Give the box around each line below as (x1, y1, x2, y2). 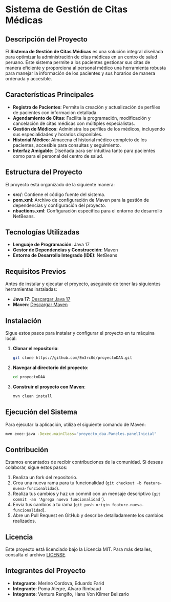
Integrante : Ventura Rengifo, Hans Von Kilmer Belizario (12, 591, 130, 597)
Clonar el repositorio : (12, 346, 59, 352)
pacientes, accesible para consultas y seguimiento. (12, 142, 121, 148)
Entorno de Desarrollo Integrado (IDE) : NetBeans (12, 252, 118, 259)
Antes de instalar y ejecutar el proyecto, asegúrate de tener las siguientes (5, 281, 161, 287)
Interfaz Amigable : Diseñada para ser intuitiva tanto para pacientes (12, 147, 156, 154)
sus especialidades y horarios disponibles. (12, 131, 103, 137)
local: (5, 335, 17, 341)
